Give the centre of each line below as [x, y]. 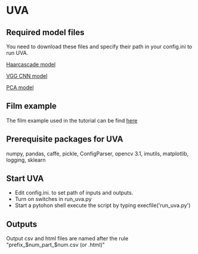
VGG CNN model [27, 76]
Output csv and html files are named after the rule [67, 239]
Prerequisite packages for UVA [65, 139]
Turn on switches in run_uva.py [53, 199]
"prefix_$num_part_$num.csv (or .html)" [56, 245]
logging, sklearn [26, 160]
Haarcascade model [31, 64]
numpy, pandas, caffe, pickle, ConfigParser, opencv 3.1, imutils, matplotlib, [98, 153]
